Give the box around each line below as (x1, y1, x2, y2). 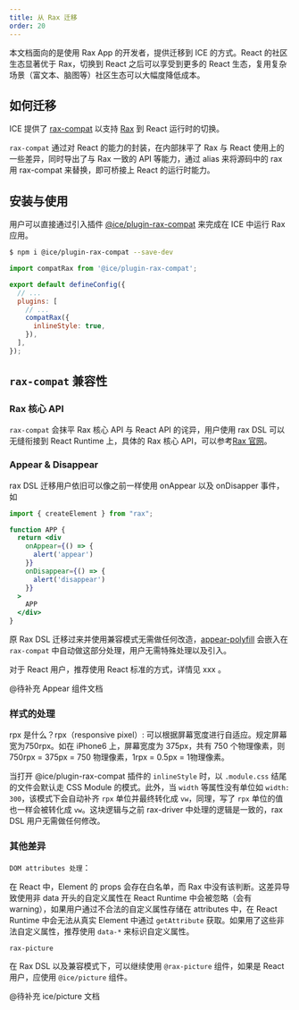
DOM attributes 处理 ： (9, 862, 91, 872)
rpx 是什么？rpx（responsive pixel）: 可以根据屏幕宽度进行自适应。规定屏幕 (9, 729, 287, 740)
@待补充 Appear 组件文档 (9, 683, 104, 694)
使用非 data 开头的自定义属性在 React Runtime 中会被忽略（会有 (16, 892, 253, 903)
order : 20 (9, 21, 46, 30)
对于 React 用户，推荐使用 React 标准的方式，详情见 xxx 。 (9, 664, 226, 675)
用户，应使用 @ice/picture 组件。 (9, 972, 132, 982)
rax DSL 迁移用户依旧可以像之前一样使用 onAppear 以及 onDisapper (9, 480, 259, 491)
